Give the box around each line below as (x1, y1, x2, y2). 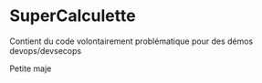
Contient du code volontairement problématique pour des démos (9, 36, 254, 47)
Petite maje (9, 63, 52, 74)
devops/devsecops (9, 45, 82, 56)
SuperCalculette (9, 5, 136, 26)
